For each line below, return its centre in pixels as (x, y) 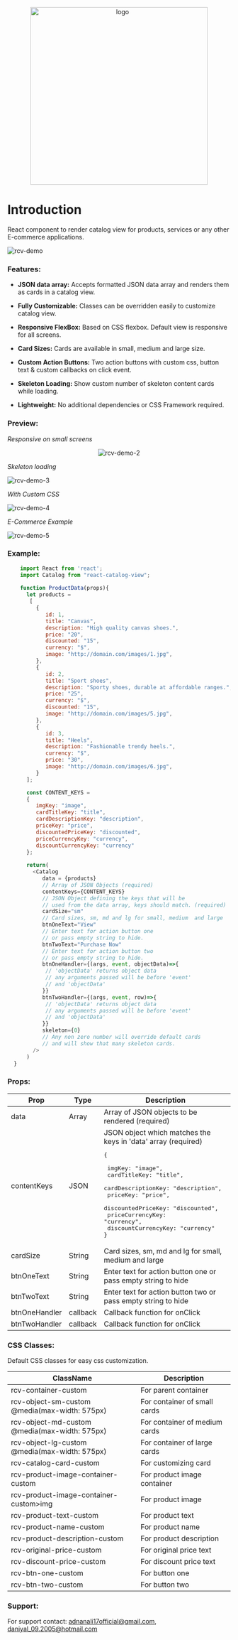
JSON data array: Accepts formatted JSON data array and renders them (123, 285)
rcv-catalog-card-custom (56, 1463)
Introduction (45, 210)
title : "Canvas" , (71, 621)
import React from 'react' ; (61, 568)
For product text (167, 1516)
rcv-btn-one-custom (47, 1573)
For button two (165, 1585)
